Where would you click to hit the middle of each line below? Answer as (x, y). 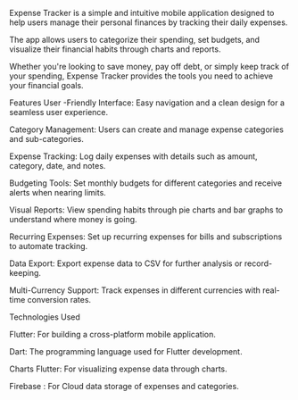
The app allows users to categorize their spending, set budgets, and (135, 40)
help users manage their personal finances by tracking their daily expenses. (149, 22)
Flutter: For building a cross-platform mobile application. (112, 334)
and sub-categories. (47, 139)
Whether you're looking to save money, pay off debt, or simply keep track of (149, 67)
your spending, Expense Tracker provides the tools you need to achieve (141, 76)
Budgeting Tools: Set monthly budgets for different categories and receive (146, 183)
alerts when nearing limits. (58, 192)
